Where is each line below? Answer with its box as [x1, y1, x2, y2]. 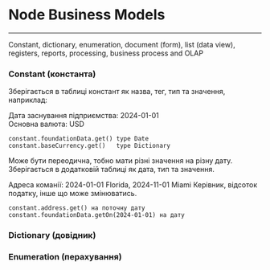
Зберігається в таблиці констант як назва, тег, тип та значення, [8, 87, 226, 96]
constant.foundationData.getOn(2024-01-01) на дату [8, 211, 185, 219]
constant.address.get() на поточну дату [8, 204, 146, 212]
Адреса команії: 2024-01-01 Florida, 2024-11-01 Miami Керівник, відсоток [8, 180, 258, 190]
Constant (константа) [8, 68, 96, 80]
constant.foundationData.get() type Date [8, 135, 149, 143]
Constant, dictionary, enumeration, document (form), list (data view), [8, 39, 235, 49]
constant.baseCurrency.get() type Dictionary [8, 142, 171, 150]
